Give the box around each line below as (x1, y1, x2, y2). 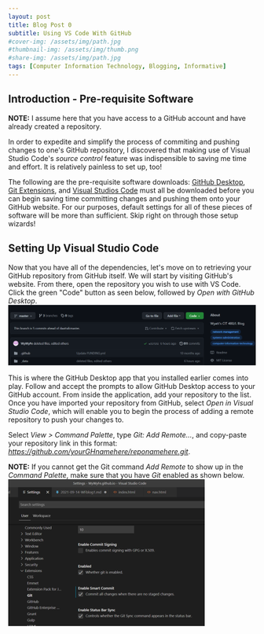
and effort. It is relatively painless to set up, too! (8, 162, 163, 171)
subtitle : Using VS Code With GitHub (8, 29, 132, 37)
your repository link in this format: (8, 438, 118, 448)
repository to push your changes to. (8, 415, 124, 424)
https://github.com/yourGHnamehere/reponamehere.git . (8, 447, 191, 456)
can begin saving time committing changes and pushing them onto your (8, 193, 241, 203)
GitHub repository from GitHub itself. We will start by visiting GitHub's (8, 271, 233, 280)
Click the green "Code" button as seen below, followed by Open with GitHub (8, 288, 255, 297)
